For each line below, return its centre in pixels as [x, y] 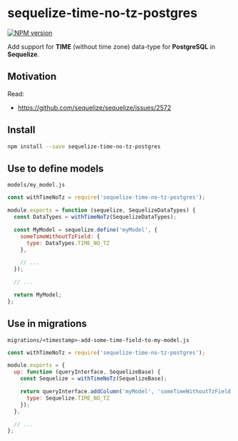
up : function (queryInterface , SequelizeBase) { [87, 372]
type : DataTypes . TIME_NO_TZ [68, 243]
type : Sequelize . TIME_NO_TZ [68, 398]
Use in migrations [47, 324]
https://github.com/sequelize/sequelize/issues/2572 [94, 108]
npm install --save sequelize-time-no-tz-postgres [84, 146]
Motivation [32, 77]
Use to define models [56, 168]
